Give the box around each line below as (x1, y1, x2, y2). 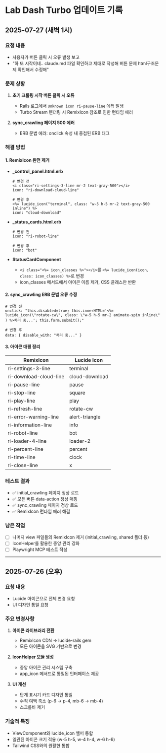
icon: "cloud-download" (12, 210, 62, 215)
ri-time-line (7, 454, 36, 461)
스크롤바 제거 (19, 704, 45, 710)
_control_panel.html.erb (12, 168, 63, 174)
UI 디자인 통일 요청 (12, 602, 48, 608)
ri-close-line (7, 462, 38, 469)
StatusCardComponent (12, 257, 61, 263)
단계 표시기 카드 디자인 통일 (19, 692, 73, 698)
